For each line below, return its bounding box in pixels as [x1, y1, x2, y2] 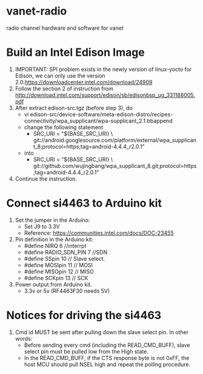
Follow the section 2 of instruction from [15, 85, 113, 92]
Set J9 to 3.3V [24, 222, 60, 230]
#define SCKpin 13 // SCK [24, 274, 88, 281]
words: [15, 335, 33, 342]
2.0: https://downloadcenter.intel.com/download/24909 [15, 78, 153, 85]
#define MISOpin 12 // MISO [24, 268, 94, 275]
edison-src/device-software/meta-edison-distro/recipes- [30, 110, 173, 118]
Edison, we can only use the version [15, 72, 105, 79]
